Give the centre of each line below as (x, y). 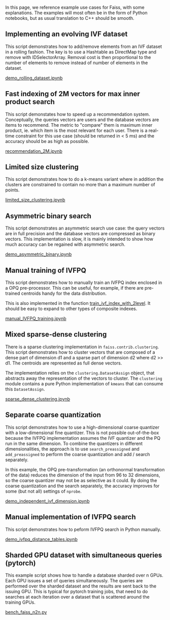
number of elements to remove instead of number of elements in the (77, 63)
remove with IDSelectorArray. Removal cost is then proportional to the (78, 57)
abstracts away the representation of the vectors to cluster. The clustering (84, 378)
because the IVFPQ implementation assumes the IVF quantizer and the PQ (83, 438)
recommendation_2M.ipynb (34, 151)
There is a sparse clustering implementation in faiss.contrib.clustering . (82, 347)
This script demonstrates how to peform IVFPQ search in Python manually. (83, 529)
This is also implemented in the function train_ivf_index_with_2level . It (78, 303)
